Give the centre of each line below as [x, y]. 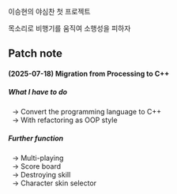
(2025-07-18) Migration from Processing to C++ [89, 73]
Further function [36, 138]
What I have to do [38, 91]
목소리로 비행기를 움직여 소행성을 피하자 [70, 28]
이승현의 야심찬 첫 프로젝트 [49, 11]
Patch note [36, 54]
